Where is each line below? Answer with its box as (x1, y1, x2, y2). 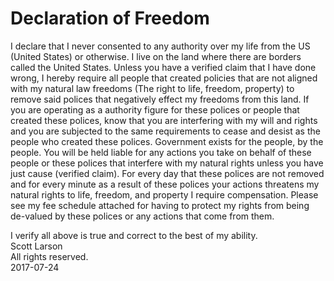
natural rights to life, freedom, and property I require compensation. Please (10, 188, 319, 201)
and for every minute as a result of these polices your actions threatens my (10, 178, 320, 190)
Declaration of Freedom (10, 7, 210, 30)
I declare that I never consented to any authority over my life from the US (10, 40, 311, 52)
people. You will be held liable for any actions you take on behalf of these (10, 146, 312, 158)
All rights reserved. (10, 250, 89, 262)
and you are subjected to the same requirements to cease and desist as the (10, 125, 321, 137)
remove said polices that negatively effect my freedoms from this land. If (10, 93, 310, 105)
